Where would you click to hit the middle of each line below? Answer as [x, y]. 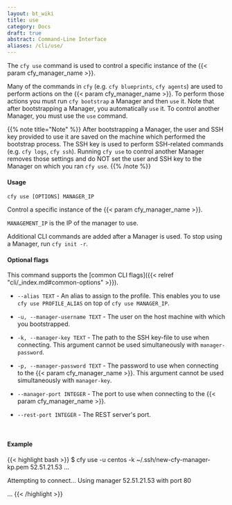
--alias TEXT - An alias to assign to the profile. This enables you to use [118, 296]
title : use [23, 20]
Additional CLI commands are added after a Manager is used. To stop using [115, 237]
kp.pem [18, 467]
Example [20, 444]
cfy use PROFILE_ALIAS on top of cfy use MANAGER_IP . [93, 303]
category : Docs [29, 26]
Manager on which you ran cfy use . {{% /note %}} [79, 166]
